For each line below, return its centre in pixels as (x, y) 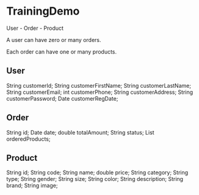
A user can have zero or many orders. (54, 40)
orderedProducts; (28, 139)
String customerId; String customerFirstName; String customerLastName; (99, 85)
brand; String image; (32, 186)
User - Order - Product (35, 28)
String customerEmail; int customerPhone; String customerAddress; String (100, 92)
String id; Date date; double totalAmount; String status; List (80, 132)
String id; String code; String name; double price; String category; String (97, 172)
